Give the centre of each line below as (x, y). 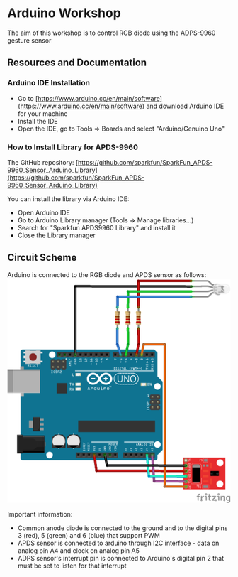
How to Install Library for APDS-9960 (73, 147)
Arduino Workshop (64, 13)
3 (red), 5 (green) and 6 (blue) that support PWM (89, 536)
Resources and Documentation (77, 63)
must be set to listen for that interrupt (72, 566)
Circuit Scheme (42, 258)
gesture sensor (29, 40)
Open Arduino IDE (44, 212)
